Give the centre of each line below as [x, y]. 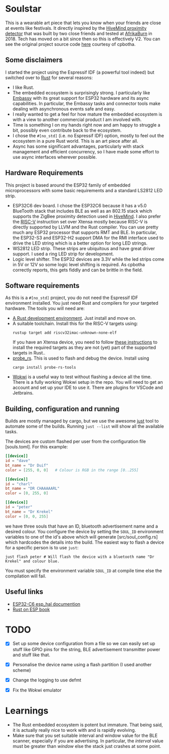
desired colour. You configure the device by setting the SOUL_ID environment [84, 531]
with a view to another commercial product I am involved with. [77, 120]
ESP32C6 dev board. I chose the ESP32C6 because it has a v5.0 [80, 205]
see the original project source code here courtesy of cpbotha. [70, 44]
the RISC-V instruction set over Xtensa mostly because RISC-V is [80, 221]
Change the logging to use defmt [47, 680]
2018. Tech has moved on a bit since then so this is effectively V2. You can [83, 39]
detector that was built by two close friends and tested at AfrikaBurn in [79, 33]
